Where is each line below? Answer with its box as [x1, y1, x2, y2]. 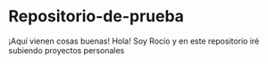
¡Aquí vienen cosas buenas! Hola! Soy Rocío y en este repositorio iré [8, 36, 260, 46]
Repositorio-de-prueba [8, 6, 185, 27]
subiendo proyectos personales [8, 44, 125, 55]
